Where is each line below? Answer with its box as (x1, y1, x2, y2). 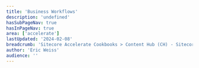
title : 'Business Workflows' (6, 8, 78, 15)
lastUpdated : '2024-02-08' (6, 36, 73, 42)
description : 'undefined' (6, 14, 70, 20)
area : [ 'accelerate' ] (6, 31, 60, 37)
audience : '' (6, 53, 38, 59)
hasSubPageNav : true (6, 20, 57, 25)
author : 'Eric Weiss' (6, 47, 60, 53)
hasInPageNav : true (6, 25, 54, 31)
